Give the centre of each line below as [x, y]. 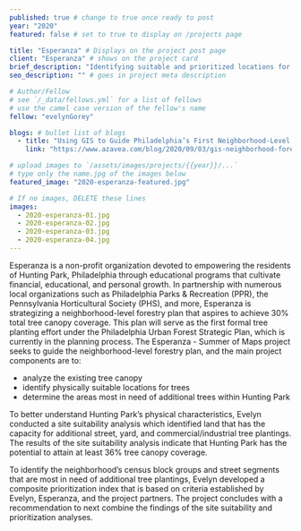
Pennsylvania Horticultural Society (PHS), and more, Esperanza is [130, 303]
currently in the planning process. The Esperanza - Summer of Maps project [150, 341]
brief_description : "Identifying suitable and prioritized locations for [150, 67]
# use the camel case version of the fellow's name [107, 108]
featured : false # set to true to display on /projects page [126, 34]
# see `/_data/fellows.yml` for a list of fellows [106, 99]
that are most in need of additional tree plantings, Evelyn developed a [138, 479]
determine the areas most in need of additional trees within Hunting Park [156, 397]
